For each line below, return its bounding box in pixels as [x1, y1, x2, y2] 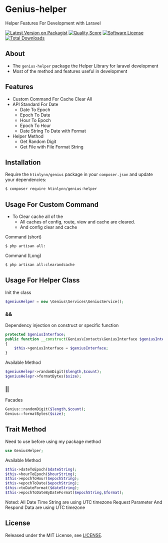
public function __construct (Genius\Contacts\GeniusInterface [5, 336, 137, 341]
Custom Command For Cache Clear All [12, 96, 92, 102]
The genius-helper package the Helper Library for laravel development [12, 62, 158, 68]
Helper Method [12, 133, 44, 139]
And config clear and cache [19, 224, 77, 230]
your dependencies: [5, 176, 46, 183]
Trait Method [5, 425, 46, 433]
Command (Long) [5, 252, 41, 258]
